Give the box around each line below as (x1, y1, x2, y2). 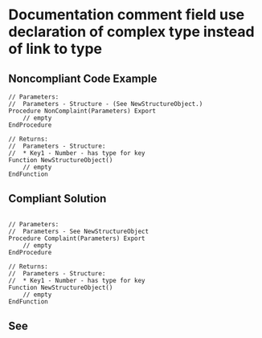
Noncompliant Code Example (8, 71, 158, 85)
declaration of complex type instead (8, 22, 255, 41)
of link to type (8, 40, 103, 58)
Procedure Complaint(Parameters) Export (8, 234, 146, 242)
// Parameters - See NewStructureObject (8, 227, 149, 235)
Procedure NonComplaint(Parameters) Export (8, 107, 157, 115)
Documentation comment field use (8, 6, 245, 24)
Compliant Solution (8, 192, 107, 206)
